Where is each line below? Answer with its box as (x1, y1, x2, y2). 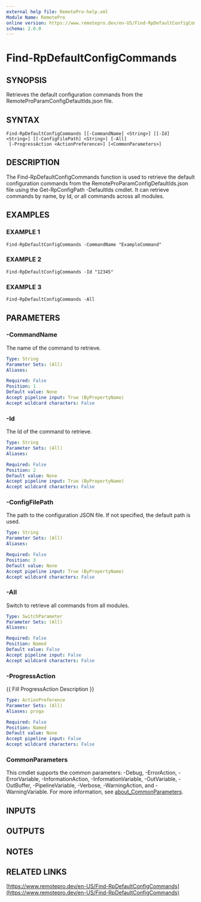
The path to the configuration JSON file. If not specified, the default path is (6, 512, 191, 519)
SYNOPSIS (6, 75, 47, 85)
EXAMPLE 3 (6, 282, 42, 291)
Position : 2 (6, 467, 36, 473)
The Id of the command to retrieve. (6, 428, 92, 435)
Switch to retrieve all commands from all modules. (6, 602, 130, 609)
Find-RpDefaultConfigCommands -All (6, 296, 95, 303)
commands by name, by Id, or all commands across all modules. (6, 193, 165, 200)
